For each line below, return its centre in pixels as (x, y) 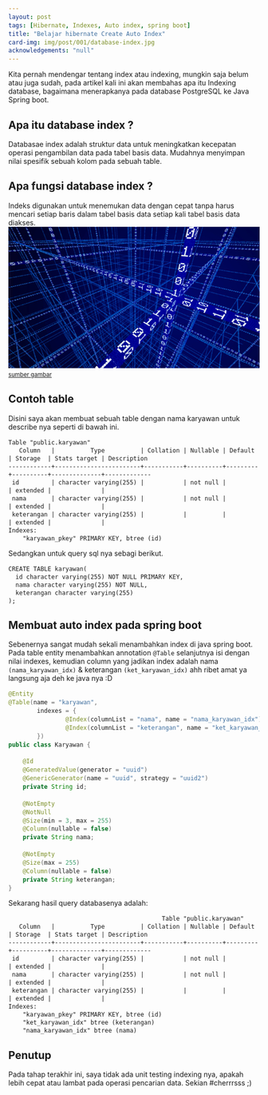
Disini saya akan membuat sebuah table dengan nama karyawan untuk (124, 418)
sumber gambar (30, 374)
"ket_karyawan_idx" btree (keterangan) (89, 1023)
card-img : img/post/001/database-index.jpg (82, 42)
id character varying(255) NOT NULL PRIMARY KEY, (99, 577)
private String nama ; (58, 838)
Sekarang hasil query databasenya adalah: (78, 903)
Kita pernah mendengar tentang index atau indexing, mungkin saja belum (128, 74)
